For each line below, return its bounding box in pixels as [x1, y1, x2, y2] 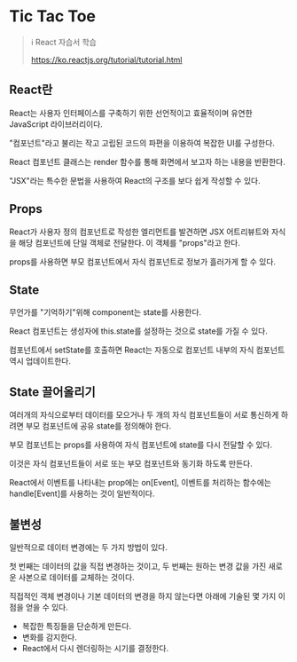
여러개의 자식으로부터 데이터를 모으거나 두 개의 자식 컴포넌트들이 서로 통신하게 [9, 410, 279, 421]
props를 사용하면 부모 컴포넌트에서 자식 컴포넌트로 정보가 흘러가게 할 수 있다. [9, 256, 277, 267]
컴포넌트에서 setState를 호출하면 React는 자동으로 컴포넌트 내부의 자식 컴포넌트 [9, 344, 285, 356]
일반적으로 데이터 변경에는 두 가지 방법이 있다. [9, 542, 168, 552]
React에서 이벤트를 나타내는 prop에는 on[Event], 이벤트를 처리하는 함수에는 [9, 477, 272, 488]
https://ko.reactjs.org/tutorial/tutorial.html [30, 54, 183, 65]
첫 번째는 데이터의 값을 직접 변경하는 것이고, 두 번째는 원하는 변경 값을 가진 [9, 561, 267, 571]
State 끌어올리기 [9, 384, 96, 399]
